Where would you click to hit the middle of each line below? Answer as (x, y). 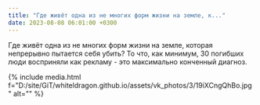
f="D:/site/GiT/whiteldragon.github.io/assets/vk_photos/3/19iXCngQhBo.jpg (130, 85)
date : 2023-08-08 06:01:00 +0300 (63, 23)
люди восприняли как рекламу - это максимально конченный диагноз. (128, 62)
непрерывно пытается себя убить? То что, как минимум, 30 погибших (126, 53)
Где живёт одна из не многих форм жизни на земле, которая (110, 45)
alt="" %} (29, 93)
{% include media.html (45, 77)
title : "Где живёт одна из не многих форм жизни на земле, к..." (117, 15)
